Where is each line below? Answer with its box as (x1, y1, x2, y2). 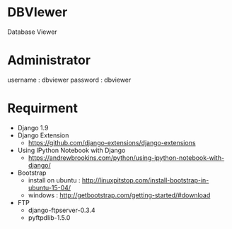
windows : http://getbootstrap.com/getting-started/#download (28, 191, 211, 199)
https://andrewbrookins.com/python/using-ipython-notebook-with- (28, 153, 225, 162)
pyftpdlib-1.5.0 (28, 213, 71, 222)
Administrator (7, 52, 91, 68)
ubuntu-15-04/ (28, 183, 71, 192)
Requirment (7, 100, 78, 116)
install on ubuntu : (28, 175, 81, 184)
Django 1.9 (17, 123, 49, 132)
